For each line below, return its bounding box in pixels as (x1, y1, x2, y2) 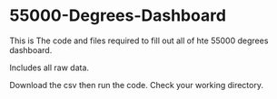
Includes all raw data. (9, 62, 89, 73)
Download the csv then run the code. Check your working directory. (9, 79, 263, 90)
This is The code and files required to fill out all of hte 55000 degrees (9, 35, 269, 46)
